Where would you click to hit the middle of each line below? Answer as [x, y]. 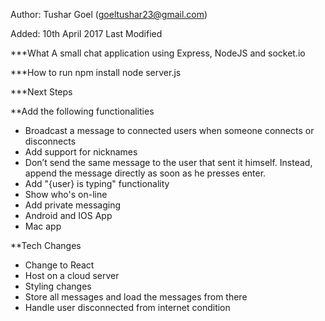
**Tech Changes [46, 245]
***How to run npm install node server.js [96, 72]
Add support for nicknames [81, 152]
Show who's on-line [66, 194]
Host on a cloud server [72, 275]
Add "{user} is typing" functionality [97, 183]
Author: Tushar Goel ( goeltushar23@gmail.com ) [109, 14]
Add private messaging [73, 205]
